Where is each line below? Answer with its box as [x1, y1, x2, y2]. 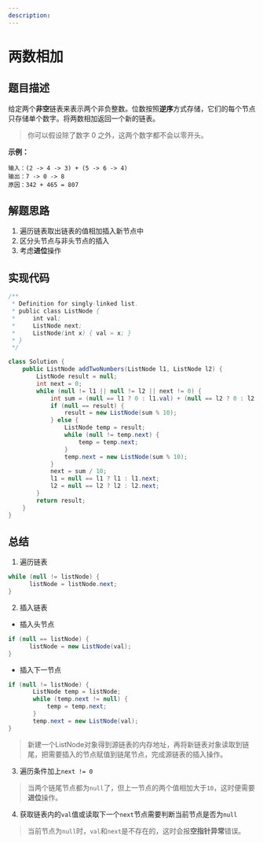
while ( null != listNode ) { [8, 573, 100, 581]
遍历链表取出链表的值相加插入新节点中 [19, 226, 144, 236]
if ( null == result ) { [49, 401, 125, 409]
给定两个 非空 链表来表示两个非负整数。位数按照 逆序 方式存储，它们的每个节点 [8, 104, 256, 113]
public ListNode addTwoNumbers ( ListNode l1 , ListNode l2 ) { [22, 365, 223, 373]
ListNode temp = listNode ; [32, 688, 122, 696]
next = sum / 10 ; [49, 467, 108, 475]
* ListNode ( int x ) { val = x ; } [11, 329, 132, 337]
